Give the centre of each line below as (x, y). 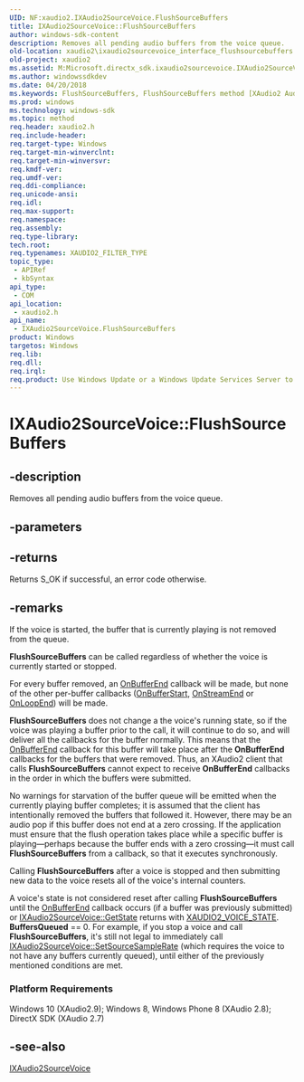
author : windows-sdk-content (64, 34)
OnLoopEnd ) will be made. (59, 703)
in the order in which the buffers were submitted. (100, 778)
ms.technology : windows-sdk (62, 110)
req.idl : (26, 203)
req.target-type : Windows (58, 144)
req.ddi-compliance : (48, 186)
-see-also (38, 1046)
